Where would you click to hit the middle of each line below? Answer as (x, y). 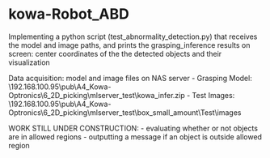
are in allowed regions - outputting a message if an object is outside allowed (135, 137)
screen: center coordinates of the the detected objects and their (115, 53)
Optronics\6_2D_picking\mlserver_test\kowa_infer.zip (97, 95)
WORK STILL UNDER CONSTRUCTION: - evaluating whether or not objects (133, 128)
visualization (29, 62)
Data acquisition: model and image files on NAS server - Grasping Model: (130, 78)
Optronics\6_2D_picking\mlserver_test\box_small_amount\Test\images (125, 112)
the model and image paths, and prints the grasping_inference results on (129, 45)
